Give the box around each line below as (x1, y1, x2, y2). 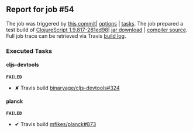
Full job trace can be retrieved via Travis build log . (6, 32, 126, 39)
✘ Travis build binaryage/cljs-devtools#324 (14, 84, 120, 91)
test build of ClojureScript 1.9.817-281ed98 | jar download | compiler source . (6, 26, 188, 33)
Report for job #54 (6, 5, 74, 15)
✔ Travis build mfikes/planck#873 (14, 121, 96, 128)
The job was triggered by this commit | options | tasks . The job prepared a (6, 20, 184, 27)
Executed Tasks (6, 46, 53, 55)
